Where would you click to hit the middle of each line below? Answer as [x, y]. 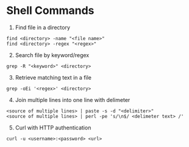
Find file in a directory [43, 27]
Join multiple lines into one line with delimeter [73, 100]
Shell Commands [50, 11]
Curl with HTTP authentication [53, 128]
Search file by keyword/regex [52, 55]
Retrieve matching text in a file [53, 77]
